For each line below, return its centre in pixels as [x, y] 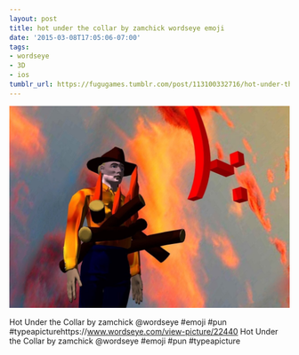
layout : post [33, 19]
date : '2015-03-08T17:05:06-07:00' [75, 37]
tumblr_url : [31, 84]
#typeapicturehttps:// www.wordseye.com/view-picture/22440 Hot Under [144, 331]
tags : [19, 47]
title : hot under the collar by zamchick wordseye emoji [117, 28]
